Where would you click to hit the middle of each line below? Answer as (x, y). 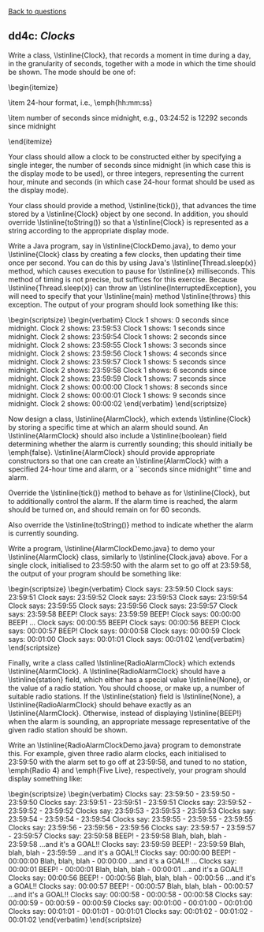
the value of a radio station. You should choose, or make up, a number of (126, 688)
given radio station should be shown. (68, 729)
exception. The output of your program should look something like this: (123, 304)
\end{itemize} (30, 141)
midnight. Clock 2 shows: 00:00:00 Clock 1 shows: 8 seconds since (118, 386)
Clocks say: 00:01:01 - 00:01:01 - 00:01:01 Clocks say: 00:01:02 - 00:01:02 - (131, 911)
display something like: (45, 778)
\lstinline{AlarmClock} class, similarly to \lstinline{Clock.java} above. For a (128, 557)
